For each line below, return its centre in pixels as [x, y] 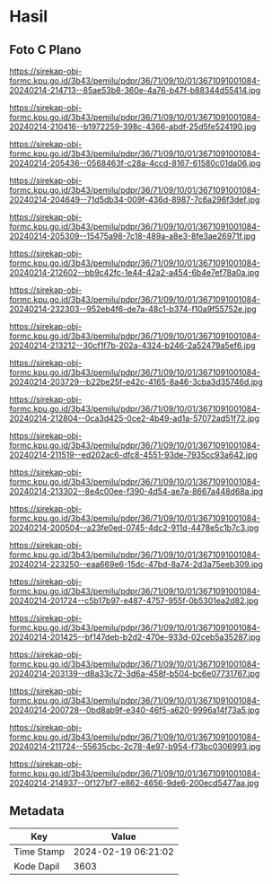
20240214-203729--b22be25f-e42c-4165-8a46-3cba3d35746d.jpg [136, 382]
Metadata [37, 811]
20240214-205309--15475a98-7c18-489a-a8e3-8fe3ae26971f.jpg [132, 236]
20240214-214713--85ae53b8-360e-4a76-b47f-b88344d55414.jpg [135, 90]
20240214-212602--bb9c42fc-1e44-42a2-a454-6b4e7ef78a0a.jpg [135, 272]
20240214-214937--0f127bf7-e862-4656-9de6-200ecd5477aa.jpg [134, 783]
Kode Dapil [37, 866]
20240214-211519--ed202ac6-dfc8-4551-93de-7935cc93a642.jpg [133, 455]
